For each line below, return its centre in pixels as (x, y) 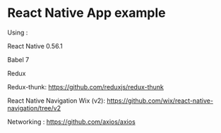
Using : (18, 32)
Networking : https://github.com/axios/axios (71, 122)
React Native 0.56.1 (35, 46)
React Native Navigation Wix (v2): (56, 101)
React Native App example (86, 13)
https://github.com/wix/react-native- (160, 101)
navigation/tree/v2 (34, 108)
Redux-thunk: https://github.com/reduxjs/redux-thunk (86, 87)
